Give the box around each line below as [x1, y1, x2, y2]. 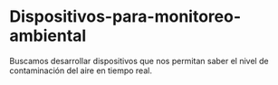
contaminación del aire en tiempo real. [9, 65, 152, 76]
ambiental [9, 25, 87, 46]
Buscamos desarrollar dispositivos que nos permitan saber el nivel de [9, 55, 269, 66]
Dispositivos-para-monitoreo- [9, 6, 242, 27]
